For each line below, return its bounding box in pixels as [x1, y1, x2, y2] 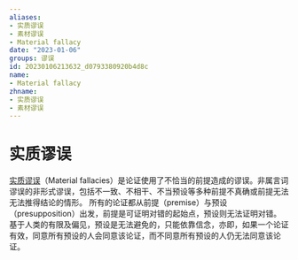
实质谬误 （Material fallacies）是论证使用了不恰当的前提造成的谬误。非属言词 [9, 175, 289, 186]
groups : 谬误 [9, 54, 55, 63]
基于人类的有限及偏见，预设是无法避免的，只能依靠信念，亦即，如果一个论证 [9, 219, 289, 230]
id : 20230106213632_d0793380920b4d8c [9, 63, 149, 72]
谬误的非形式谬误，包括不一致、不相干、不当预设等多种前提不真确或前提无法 [9, 187, 289, 197]
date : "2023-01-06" [9, 46, 82, 55]
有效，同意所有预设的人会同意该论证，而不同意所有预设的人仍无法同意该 [9, 231, 273, 241]
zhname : [9, 87, 38, 96]
